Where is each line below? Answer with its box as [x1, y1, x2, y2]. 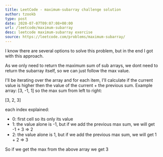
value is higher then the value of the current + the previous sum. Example [5, 82, 153, 88]
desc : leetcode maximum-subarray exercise [5, 30, 93, 35]
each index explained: [5, 106, 49, 112]
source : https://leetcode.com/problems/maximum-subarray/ [5, 35, 125, 40]
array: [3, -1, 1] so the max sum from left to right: [5, 88, 102, 93]
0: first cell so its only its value [12, 116, 73, 122]
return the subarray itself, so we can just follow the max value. [5, 67, 130, 73]
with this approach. [5, 53, 44, 59]
